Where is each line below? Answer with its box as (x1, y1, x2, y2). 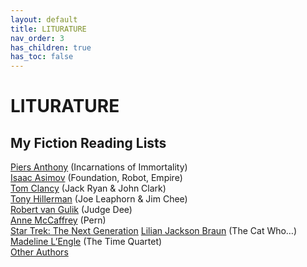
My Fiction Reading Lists (10, 134, 167, 151)
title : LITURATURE (10, 24, 87, 34)
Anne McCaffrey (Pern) (10, 214, 107, 226)
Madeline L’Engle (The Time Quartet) (10, 236, 163, 248)
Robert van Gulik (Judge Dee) (10, 204, 133, 216)
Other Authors (10, 246, 69, 258)
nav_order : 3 (10, 33, 65, 43)
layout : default (10, 14, 78, 25)
